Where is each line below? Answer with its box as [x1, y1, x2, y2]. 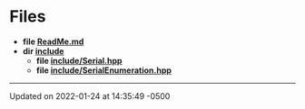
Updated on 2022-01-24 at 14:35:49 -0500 [9, 90, 171, 101]
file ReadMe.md [22, 36, 84, 47]
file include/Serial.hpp [35, 55, 123, 66]
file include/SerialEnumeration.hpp [35, 65, 172, 76]
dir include [22, 45, 64, 56]
